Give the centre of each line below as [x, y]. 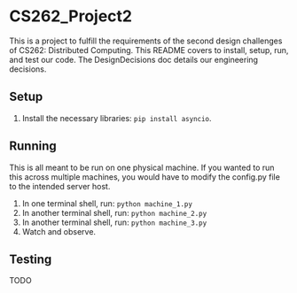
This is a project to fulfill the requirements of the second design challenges [146, 41]
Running [33, 146]
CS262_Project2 [71, 16]
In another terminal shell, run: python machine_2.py [114, 212]
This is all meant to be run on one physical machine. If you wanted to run [142, 167]
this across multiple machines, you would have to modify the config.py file [145, 177]
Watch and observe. [59, 231]
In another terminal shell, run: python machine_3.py [114, 222]
